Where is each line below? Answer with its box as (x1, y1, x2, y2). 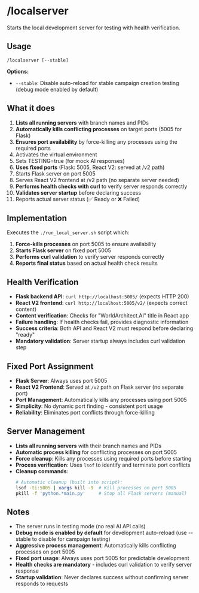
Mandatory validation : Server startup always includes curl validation (15, 337, 185, 345)
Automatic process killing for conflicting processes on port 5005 (15, 448, 177, 456)
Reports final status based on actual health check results (15, 259, 158, 267)
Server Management (7, 426, 85, 437)
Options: (7, 68, 29, 75)
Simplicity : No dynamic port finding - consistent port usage (15, 403, 163, 410)
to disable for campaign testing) (32, 535, 111, 543)
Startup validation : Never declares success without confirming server (15, 574, 189, 581)
